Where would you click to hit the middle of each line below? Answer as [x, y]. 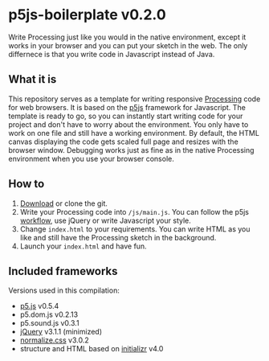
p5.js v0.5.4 [39, 306]
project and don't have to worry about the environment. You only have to [128, 124]
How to [26, 184]
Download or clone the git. [64, 203]
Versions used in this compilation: [64, 290]
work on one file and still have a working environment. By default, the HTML [134, 133]
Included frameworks [63, 271]
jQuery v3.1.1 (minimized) [61, 332]
